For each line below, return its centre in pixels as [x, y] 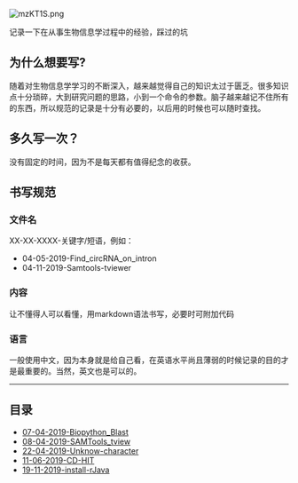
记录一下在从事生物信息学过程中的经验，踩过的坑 [98, 32]
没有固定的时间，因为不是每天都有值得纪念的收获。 [102, 162]
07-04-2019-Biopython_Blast [75, 432]
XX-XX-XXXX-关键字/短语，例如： [72, 241]
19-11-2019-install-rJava [66, 470]
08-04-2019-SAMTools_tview [76, 441]
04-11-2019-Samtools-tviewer [76, 268]
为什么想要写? [47, 63]
